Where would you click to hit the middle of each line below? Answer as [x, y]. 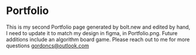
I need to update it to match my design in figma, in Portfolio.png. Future [92, 33]
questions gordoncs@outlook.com [48, 46]
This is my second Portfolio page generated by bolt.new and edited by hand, [98, 27]
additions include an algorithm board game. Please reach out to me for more [98, 39]
